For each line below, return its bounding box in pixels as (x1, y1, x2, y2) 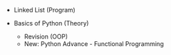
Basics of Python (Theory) (13, 19, 89, 27)
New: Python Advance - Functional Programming (24, 40, 164, 47)
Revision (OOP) (24, 32, 68, 41)
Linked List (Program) (13, 6, 76, 14)
